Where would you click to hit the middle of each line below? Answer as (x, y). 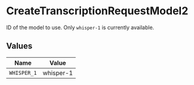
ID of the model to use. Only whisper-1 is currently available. (80, 27)
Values (19, 46)
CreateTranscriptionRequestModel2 (97, 11)
